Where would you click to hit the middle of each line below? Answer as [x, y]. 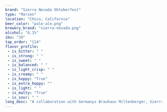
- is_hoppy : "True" [28, 79]
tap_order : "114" [23, 42]
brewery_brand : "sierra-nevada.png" [43, 28]
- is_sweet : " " [24, 60]
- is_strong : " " [25, 56]
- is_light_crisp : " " [31, 70]
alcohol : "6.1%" [22, 33]
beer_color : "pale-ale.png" [34, 24]
